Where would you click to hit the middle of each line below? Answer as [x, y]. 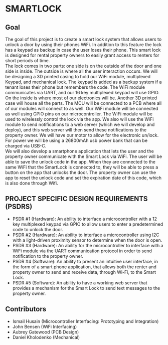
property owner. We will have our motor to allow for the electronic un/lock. [82, 135]
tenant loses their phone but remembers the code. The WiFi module [75, 87]
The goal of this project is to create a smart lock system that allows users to [83, 39]
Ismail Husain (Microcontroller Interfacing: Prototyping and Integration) [86, 321]
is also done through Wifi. [32, 183]
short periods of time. [28, 60]
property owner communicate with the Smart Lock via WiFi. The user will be [83, 156]
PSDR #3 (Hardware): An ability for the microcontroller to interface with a [88, 245]
